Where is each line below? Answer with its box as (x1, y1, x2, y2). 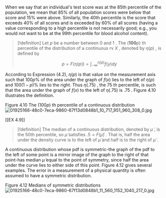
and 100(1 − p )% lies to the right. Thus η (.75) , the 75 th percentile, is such (5, 82, 156, 88)
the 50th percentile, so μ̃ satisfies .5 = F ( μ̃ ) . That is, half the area (17, 132, 150, 138)
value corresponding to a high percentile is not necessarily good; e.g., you (5, 25, 157, 31)
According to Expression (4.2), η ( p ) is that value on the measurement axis (5, 72, 156, 78)
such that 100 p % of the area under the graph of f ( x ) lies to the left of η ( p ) (5, 77, 155, 83)
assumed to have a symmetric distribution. (5, 173, 92, 179)
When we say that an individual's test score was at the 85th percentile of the (5, 4, 162, 10)
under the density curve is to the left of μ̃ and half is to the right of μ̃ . (17, 137, 159, 143)
